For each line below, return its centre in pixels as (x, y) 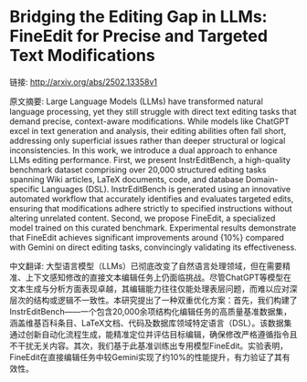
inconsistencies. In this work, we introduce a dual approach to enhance (143, 150)
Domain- (262, 179)
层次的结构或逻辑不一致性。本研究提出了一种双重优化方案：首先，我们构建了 (153, 300)
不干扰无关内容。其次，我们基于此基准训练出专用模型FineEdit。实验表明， (149, 346)
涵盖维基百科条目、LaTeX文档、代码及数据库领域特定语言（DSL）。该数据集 (151, 323)
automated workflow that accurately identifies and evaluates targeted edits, (152, 199)
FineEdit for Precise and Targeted (138, 36)
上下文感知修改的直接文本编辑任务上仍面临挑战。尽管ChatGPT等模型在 (159, 277)
